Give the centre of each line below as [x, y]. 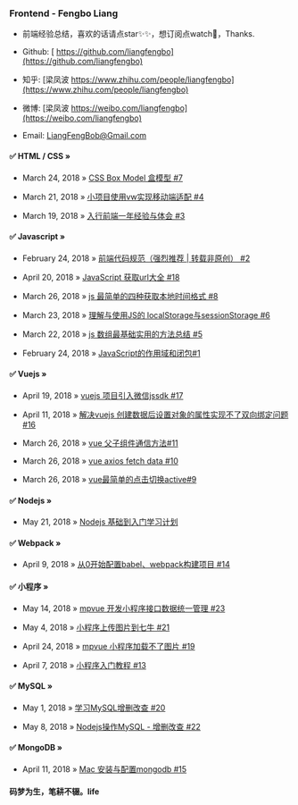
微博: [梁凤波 [46, 108]
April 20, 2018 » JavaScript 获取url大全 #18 [101, 277]
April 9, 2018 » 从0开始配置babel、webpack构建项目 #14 [126, 565]
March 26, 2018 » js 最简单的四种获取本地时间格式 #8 [120, 296]
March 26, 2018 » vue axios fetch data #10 [100, 461]
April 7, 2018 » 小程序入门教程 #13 [84, 665]
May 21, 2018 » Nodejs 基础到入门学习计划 [100, 522]
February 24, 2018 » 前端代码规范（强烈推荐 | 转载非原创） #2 [136, 258]
